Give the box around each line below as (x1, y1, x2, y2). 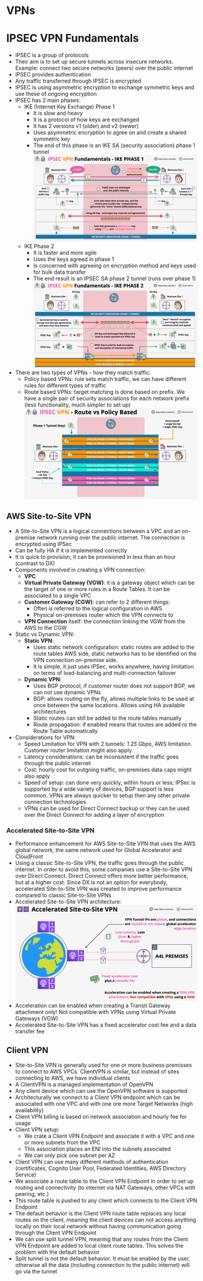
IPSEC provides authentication (15, 71, 92, 78)
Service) (15, 1171, 36, 1178)
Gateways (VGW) (15, 1015, 59, 1022)
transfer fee (15, 1027, 45, 1035)
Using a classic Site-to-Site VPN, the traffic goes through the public (15, 859, 184, 867)
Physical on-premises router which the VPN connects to (33, 611, 174, 618)
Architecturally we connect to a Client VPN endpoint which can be (15, 1093, 181, 1101)
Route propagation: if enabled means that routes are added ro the (33, 720, 197, 728)
